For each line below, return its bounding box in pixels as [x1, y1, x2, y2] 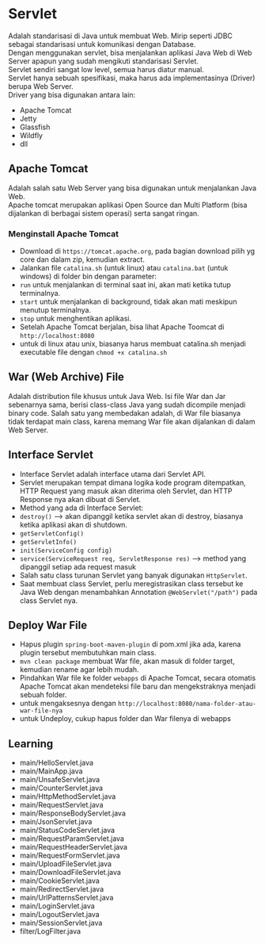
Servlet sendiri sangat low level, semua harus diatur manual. [8, 64, 204, 74]
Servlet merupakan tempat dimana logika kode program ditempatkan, [19, 478, 247, 487]
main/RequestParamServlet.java [19, 834, 125, 843]
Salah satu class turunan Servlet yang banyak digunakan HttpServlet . [19, 570, 248, 580]
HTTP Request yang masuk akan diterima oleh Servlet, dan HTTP [19, 485, 233, 496]
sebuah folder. [19, 690, 67, 700]
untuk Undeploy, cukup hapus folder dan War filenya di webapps [19, 714, 232, 723]
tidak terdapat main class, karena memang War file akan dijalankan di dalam [8, 416, 256, 426]
